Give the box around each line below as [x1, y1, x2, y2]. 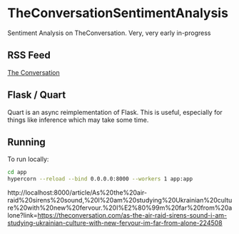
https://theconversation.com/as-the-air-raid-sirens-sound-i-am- [37, 211, 227, 220]
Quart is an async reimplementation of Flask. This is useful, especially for [7, 108, 223, 116]
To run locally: [7, 155, 49, 163]
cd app [7, 169, 27, 176]
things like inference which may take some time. [7, 116, 149, 124]
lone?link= [7, 211, 38, 220]
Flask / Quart [7, 89, 66, 101]
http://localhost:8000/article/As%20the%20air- [7, 188, 148, 197]
